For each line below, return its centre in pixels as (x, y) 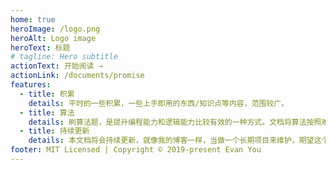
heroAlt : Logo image (53, 38)
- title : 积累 (47, 94)
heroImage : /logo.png (55, 29)
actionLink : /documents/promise (77, 76)
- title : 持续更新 (54, 131)
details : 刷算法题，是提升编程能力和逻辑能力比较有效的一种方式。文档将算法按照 (175, 122)
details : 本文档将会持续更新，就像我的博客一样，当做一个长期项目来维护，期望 (171, 141)
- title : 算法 (47, 112)
